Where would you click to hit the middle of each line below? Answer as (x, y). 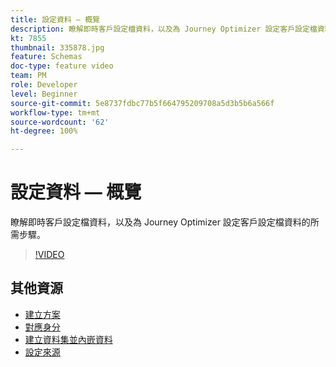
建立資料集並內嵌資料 (68, 339)
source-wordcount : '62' (60, 122)
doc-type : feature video (62, 66)
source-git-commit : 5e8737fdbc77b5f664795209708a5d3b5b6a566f (142, 103)
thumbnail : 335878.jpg (57, 47)
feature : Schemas (46, 57)
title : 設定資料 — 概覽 (55, 19)
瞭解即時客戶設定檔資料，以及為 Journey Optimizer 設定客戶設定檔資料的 (160, 222)
